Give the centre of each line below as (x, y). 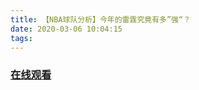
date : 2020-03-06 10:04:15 (66, 29)
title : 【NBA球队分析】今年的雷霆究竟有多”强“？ (101, 19)
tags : (21, 38)
